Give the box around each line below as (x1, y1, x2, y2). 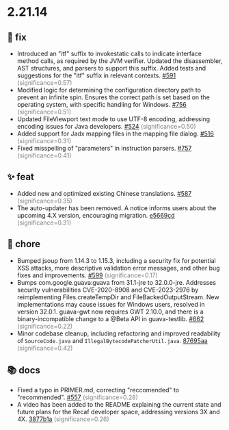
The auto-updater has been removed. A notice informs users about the (16, 203, 217, 212)
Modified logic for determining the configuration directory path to (16, 86, 202, 94)
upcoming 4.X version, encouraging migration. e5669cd (16, 211, 176, 219)
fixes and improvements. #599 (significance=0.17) (16, 271, 159, 279)
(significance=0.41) (16, 151, 72, 160)
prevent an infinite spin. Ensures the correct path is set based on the (16, 93, 210, 101)
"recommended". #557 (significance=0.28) (16, 393, 139, 401)
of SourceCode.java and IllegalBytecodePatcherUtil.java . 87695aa (16, 336, 208, 344)
